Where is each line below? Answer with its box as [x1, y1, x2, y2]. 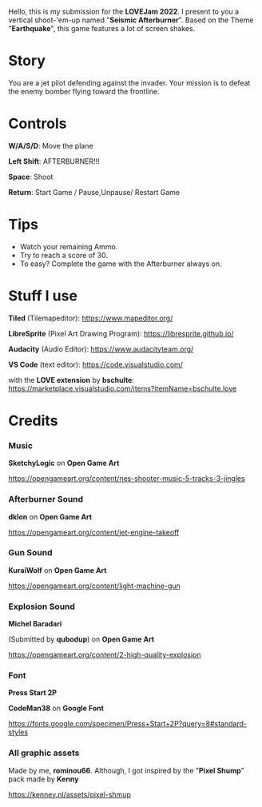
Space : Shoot [8, 172, 54, 181]
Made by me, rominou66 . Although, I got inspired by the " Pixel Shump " [8, 765, 245, 775]
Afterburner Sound [8, 494, 84, 505]
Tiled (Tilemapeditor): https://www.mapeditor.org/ [8, 313, 173, 323]
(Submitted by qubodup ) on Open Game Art [8, 634, 154, 644]
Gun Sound [8, 547, 53, 559]
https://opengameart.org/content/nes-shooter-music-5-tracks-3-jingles [8, 474, 245, 483]
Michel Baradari [8, 619, 62, 629]
